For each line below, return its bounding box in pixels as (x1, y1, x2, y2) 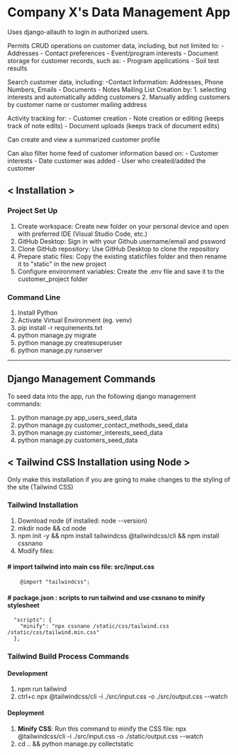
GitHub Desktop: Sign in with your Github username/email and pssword (17, 237, 226, 245)
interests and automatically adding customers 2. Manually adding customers (7, 93, 230, 101)
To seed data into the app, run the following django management (7, 392, 196, 400)
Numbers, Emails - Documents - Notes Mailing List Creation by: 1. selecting (7, 85, 227, 93)
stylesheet (7, 601, 40, 609)
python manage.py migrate (17, 331, 97, 339)
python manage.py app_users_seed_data (17, 413, 137, 421)
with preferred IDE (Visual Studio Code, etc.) (17, 229, 147, 238)
